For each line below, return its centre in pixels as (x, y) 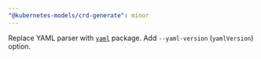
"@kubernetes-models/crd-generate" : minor (79, 15)
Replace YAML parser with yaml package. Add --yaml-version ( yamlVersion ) (131, 38)
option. (20, 46)
